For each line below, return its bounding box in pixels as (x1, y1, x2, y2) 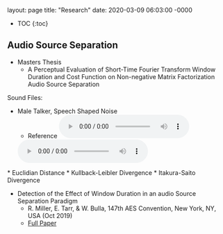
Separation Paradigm (17, 197, 78, 205)
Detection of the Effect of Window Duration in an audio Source (17, 189, 197, 197)
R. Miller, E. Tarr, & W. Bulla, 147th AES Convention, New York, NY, (27, 204, 217, 212)
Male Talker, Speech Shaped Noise (17, 107, 118, 115)
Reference (27, 131, 58, 140)
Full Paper (27, 219, 57, 227)
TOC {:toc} (17, 19, 49, 27)
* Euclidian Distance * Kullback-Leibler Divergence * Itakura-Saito (7, 168, 196, 176)
